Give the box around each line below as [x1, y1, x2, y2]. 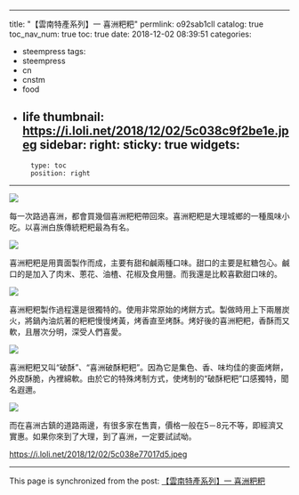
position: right [30, 168, 91, 178]
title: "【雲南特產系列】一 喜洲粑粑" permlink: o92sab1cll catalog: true [9, 19, 264, 29]
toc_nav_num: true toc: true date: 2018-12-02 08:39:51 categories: [9, 28, 252, 39]
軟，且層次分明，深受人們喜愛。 [9, 326, 126, 337]
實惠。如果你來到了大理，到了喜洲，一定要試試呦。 [9, 431, 197, 442]
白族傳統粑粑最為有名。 [47, 222, 134, 232]
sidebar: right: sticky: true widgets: [39, 137, 240, 152]
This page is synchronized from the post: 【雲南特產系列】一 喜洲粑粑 [9, 475, 265, 486]
